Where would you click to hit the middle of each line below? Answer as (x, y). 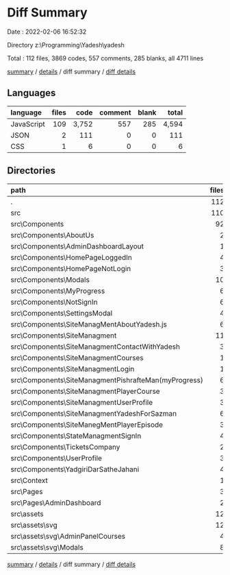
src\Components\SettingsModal (62, 313)
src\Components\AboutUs (52, 235)
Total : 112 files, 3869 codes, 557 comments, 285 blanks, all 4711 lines (105, 58)
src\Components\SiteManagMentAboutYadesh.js (89, 324)
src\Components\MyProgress (58, 291)
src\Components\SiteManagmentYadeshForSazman (93, 413)
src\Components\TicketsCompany (65, 447)
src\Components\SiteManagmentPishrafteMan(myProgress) (107, 380)
